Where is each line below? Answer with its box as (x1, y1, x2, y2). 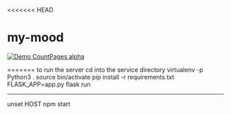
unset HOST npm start (7, 99, 71, 108)
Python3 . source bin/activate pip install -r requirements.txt (7, 73, 175, 81)
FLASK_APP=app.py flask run (7, 80, 91, 88)
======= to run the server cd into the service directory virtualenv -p (7, 65, 203, 74)
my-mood (7, 30, 64, 45)
